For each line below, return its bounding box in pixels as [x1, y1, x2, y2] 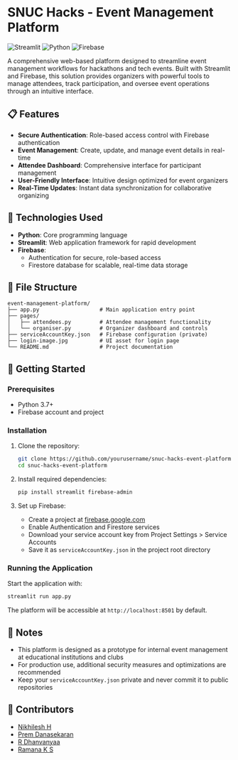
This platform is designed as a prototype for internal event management [17, 645, 229, 653]
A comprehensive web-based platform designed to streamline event [7, 56, 207, 65]
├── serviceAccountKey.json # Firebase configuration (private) [7, 331, 208, 338]
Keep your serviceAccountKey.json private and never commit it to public [17, 675, 229, 684]
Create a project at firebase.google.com [28, 515, 146, 523]
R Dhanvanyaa [17, 737, 60, 746]
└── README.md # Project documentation [7, 344, 173, 351]
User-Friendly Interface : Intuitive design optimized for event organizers [17, 175, 229, 185]
